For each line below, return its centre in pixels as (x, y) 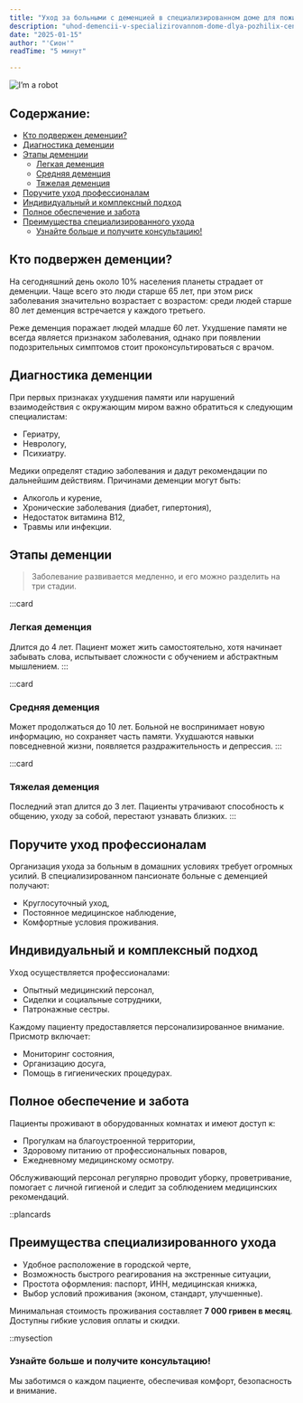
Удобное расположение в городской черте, (107, 1264)
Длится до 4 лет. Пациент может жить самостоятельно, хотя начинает (146, 646)
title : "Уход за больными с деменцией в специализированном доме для (143, 18)
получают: (29, 886)
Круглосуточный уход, (66, 903)
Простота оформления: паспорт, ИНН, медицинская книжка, (140, 1284)
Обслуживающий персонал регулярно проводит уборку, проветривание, (151, 1177)
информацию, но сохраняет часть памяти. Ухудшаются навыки (132, 736)
